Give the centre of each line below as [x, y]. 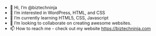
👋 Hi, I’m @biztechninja [33, 8]
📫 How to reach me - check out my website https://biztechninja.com [80, 28]
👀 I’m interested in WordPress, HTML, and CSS [57, 13]
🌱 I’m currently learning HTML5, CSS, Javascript [59, 18]
